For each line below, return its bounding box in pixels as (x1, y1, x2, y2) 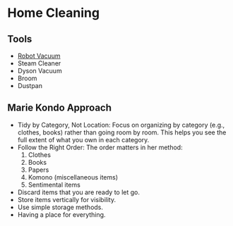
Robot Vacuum (17, 51, 61, 60)
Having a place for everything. (17, 210, 106, 219)
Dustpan (17, 82, 42, 89)
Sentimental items (28, 180, 81, 189)
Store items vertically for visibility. (17, 195, 116, 203)
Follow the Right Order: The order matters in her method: (17, 143, 183, 151)
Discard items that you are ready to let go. (17, 188, 140, 196)
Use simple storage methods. (17, 203, 104, 211)
